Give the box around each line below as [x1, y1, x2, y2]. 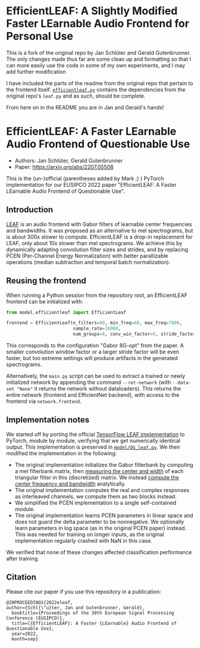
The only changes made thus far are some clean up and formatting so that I [6, 55, 192, 62]
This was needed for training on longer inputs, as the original [14, 531, 165, 538]
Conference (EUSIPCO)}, [6, 615, 65, 621]
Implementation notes [6, 415, 90, 425]
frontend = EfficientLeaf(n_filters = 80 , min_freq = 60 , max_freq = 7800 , [6, 320, 183, 326]
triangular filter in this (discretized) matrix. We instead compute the [14, 474, 180, 481]
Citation [6, 572, 37, 583]
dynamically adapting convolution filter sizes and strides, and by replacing [6, 246, 189, 253]
